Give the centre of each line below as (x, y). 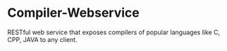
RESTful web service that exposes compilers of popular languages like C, (114, 32)
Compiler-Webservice (73, 13)
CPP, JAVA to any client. (42, 39)
